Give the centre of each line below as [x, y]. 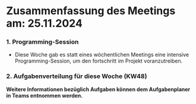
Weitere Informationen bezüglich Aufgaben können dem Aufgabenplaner [98, 89]
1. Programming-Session [42, 42]
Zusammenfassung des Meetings [91, 11]
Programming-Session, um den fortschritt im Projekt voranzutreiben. [99, 61]
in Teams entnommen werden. [45, 95]
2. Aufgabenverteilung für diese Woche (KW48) [77, 76]
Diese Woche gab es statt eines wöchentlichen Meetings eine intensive [102, 55]
